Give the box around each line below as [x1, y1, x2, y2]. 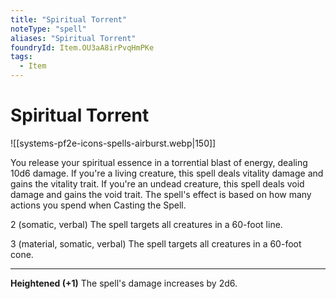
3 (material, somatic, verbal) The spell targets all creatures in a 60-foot [10, 237, 302, 250]
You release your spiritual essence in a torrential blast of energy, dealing [10, 156, 308, 168]
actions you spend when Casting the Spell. [10, 199, 187, 211]
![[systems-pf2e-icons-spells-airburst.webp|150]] [10, 137, 217, 149]
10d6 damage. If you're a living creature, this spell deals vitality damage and [10, 167, 324, 179]
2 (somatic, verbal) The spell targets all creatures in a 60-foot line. [10, 218, 283, 230]
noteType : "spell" [10, 24, 87, 34]
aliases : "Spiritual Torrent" [10, 33, 137, 43]
